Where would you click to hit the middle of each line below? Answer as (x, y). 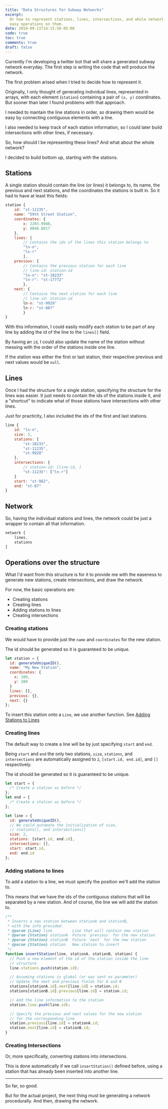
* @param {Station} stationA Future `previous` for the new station (81, 935)
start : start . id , (28, 848)
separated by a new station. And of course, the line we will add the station (81, 902)
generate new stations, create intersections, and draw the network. (74, 580)
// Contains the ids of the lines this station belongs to (86, 242)
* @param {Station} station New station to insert (63, 945)
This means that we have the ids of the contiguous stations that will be (78, 896)
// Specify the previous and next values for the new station (76, 1014)
